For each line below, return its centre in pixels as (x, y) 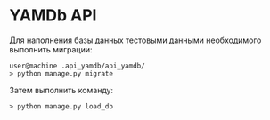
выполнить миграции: (51, 49)
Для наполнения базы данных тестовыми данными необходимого (135, 40)
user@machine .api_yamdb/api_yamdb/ (77, 66)
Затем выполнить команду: (61, 90)
